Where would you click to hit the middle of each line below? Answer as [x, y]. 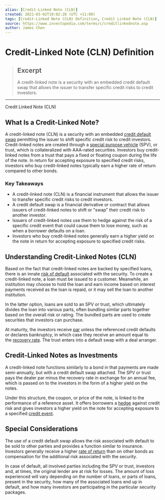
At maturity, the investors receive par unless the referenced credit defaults [80, 330]
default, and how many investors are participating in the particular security [81, 487]
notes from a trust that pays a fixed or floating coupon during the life [88, 155]
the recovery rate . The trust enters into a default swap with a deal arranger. [81, 340]
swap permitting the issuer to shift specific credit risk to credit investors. [78, 139]
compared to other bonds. [31, 171]
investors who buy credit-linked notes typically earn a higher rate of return [81, 165]
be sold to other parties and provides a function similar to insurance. [74, 446]
